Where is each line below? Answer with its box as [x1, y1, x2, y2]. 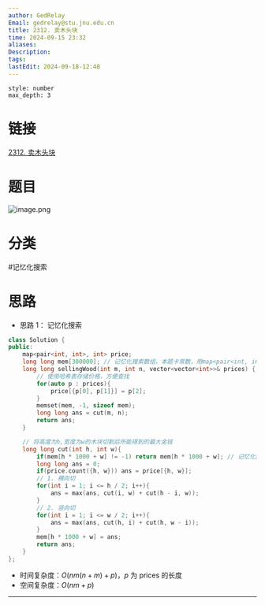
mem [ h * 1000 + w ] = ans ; [36, 533, 122, 541]
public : [8, 343, 34, 351]
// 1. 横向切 [36, 474, 76, 483]
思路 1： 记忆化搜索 [19, 320, 83, 329]
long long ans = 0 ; [36, 460, 101, 468]
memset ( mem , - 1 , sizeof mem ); [36, 402, 136, 410]
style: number [8, 84, 55, 92]
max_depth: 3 [8, 91, 51, 99]
